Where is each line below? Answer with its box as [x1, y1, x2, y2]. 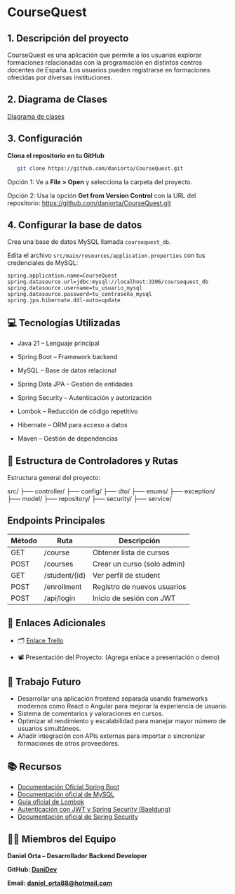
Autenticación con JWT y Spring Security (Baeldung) [17, 805, 171, 814]
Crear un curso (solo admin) [92, 559, 186, 569]
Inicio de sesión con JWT [92, 593, 176, 603]
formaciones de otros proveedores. [17, 739, 120, 748]
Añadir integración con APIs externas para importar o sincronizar [17, 732, 206, 740]
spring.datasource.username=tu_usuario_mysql [7, 285, 142, 292]
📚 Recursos [7, 760, 62, 772]
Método [11, 536, 37, 545]
